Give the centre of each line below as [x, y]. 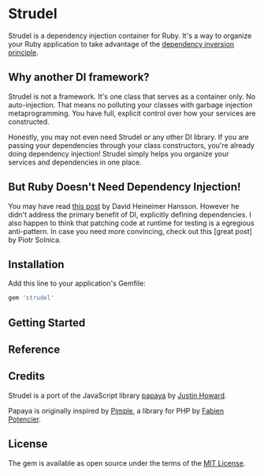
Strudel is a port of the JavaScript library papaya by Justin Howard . [117, 395]
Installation [36, 264]
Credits [27, 376]
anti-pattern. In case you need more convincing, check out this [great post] [130, 231]
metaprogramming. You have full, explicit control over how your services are [132, 113]
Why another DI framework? [79, 77]
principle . [24, 52]
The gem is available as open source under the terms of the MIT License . [127, 463]
